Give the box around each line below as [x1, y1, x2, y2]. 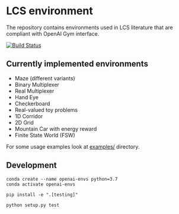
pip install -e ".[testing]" [6, 191, 78, 197]
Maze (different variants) [14, 74, 75, 81]
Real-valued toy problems [14, 106, 78, 114]
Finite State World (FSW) [14, 131, 75, 139]
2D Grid [14, 119, 34, 126]
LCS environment [6, 4, 93, 18]
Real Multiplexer [14, 87, 55, 95]
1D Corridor [14, 112, 43, 119]
